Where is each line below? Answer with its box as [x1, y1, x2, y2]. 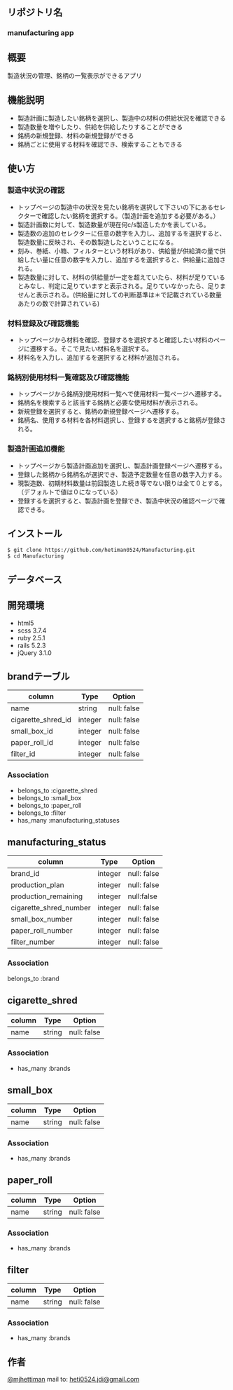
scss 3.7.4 [17, 626, 47, 635]
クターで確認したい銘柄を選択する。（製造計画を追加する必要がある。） [17, 211, 220, 220]
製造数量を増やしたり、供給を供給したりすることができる [17, 122, 183, 131]
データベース [7, 574, 62, 586]
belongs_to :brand [7, 974, 59, 983]
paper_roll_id [10, 738, 54, 748]
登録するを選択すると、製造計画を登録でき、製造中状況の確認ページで [17, 497, 219, 505]
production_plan [10, 880, 64, 890]
